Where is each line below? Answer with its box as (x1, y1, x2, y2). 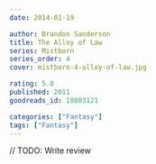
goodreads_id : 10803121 (9, 96, 99, 105)
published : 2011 (9, 87, 70, 96)
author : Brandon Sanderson (9, 29, 111, 39)
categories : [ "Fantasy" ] (9, 112, 103, 122)
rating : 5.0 (9, 79, 54, 88)
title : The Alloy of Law (9, 38, 103, 47)
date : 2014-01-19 (9, 13, 75, 23)
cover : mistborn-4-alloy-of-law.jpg (9, 63, 147, 72)
